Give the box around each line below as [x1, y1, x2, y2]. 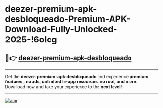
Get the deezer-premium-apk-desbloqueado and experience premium [5, 74, 148, 79]
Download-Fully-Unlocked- [5, 24, 117, 35]
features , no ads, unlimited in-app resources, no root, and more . [5, 79, 138, 84]
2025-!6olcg [5, 34, 57, 45]
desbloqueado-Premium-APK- [5, 13, 130, 25]
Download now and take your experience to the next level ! [5, 84, 122, 90]
